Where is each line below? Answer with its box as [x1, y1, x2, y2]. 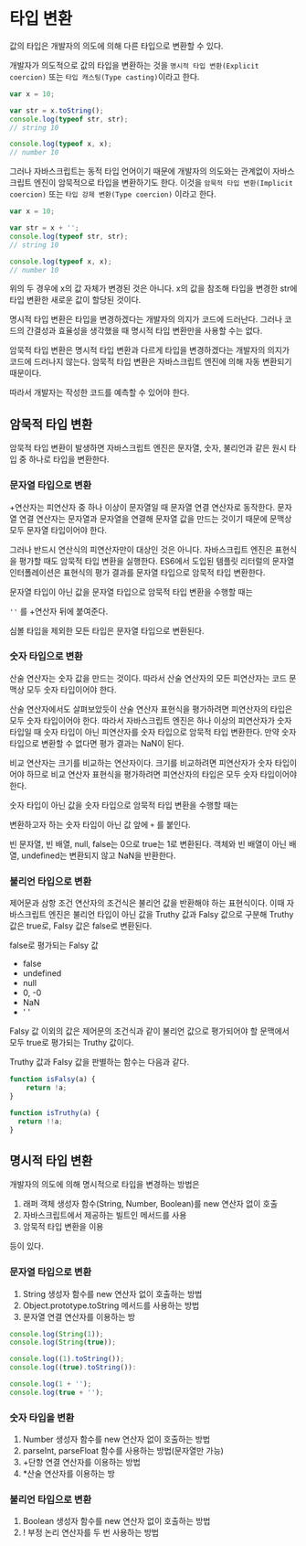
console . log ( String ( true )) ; [9, 1337, 117, 1347]
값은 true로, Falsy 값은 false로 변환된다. [9, 920, 153, 931]
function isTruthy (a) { [9, 1108, 100, 1117]
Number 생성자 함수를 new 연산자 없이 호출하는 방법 [22, 1433, 211, 1445]
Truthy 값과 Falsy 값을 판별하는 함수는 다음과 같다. [9, 1057, 190, 1068]
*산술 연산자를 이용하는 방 [22, 1468, 116, 1479]
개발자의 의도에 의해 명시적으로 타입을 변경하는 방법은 [9, 1179, 200, 1190]
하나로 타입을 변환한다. [28, 454, 110, 465]
